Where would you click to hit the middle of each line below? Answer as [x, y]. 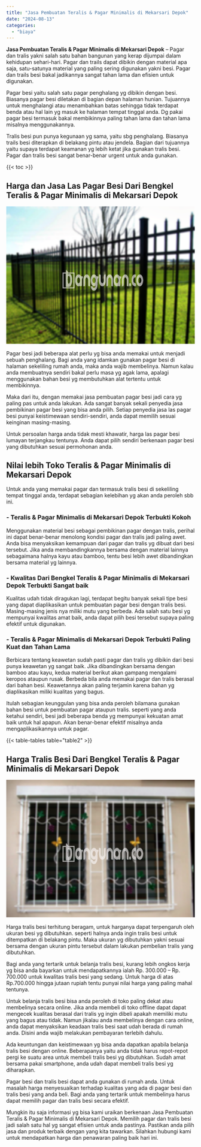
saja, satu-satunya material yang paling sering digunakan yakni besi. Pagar [98, 68]
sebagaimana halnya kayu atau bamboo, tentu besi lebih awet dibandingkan [100, 556]
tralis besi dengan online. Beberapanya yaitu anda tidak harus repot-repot [97, 1051]
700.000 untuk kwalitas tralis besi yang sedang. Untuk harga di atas [90, 976]
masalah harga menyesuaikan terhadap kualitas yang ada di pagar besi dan [99, 1088]
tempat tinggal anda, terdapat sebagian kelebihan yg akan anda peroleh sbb [100, 496]
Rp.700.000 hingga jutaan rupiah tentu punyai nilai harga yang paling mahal [99, 983]
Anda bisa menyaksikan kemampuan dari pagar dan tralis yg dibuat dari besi [100, 543]
